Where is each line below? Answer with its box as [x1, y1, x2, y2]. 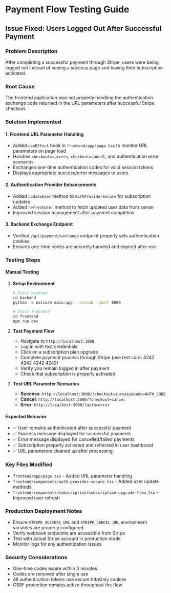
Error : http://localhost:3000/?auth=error [20, 402, 110, 408]
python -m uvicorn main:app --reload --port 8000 [12, 300, 121, 305]
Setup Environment [12, 280, 55, 286]
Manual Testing [5, 269, 39, 275]
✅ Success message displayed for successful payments [12, 431, 132, 437]
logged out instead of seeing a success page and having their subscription [5, 64, 163, 70]
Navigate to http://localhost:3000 [20, 338, 95, 344]
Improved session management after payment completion [12, 209, 135, 215]
